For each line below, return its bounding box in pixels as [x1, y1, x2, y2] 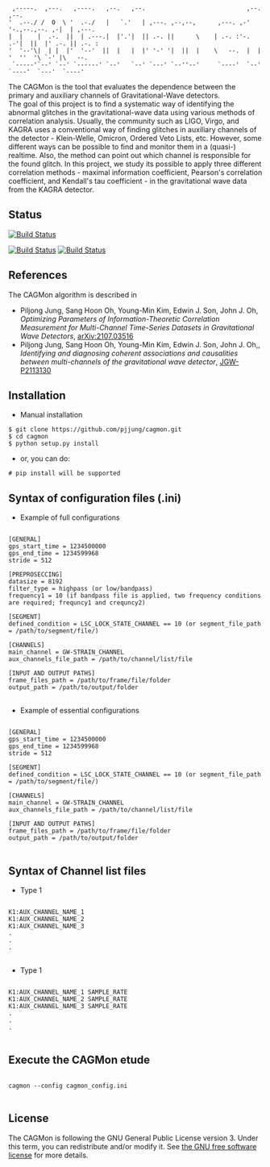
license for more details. [8, 1150, 89, 1160]
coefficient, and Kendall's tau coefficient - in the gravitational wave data [8, 177, 247, 185]
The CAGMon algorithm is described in [8, 289, 137, 299]
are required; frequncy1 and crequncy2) [8, 599, 147, 607]
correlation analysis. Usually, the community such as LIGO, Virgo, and [8, 116, 239, 126]
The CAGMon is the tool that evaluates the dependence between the [8, 82, 236, 91]
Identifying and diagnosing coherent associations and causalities [19, 348, 239, 358]
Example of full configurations [19, 513, 120, 522]
